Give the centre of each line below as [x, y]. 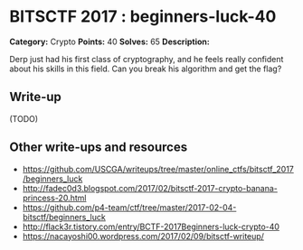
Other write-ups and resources [99, 148]
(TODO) [24, 118]
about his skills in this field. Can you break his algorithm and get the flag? [146, 69]
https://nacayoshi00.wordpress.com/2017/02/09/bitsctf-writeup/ [143, 236]
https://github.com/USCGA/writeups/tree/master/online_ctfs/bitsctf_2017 [158, 169]
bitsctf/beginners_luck [64, 217]
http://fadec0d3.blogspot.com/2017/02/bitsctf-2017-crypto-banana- [150, 188]
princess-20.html [54, 198]
